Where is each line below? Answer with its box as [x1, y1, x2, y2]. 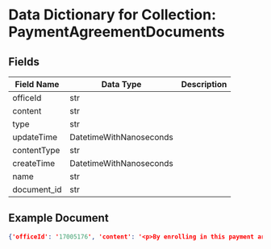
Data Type [101, 79, 142, 89]
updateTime [12, 131, 58, 143]
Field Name [15, 79, 60, 89]
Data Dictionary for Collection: [8, 6, 216, 24]
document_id [12, 184, 62, 195]
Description [181, 79, 227, 89]
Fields [8, 55, 40, 68]
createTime [12, 158, 56, 168]
